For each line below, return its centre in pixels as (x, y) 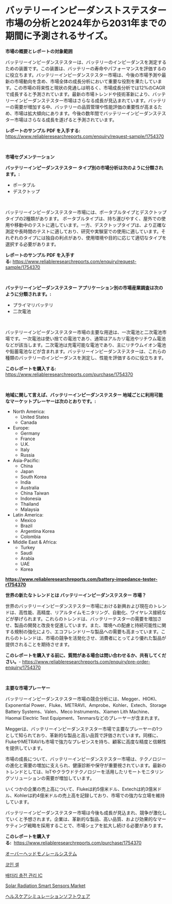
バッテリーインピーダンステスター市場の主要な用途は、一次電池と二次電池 (84, 332)
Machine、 (141, 712)
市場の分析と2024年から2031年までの (86, 23)
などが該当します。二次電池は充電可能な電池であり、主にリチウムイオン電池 (86, 345)
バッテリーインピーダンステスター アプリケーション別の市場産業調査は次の (84, 288)
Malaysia (30, 509)
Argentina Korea (37, 531)
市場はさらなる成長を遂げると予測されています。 (66, 120)
